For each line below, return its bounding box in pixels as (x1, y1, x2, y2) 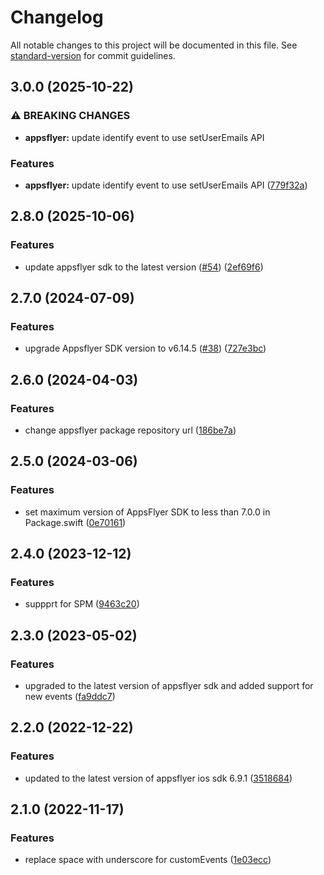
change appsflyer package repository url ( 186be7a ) (24, 424, 237, 436)
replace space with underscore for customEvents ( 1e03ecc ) (24, 854, 272, 866)
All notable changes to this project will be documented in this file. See (10, 39, 298, 51)
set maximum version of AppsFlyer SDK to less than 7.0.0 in (24, 506, 271, 518)
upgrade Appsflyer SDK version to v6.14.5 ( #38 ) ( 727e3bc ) (24, 342, 267, 355)
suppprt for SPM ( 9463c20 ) (24, 598, 140, 610)
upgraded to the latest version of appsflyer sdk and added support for (24, 680, 314, 692)
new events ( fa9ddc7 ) (24, 691, 116, 703)
